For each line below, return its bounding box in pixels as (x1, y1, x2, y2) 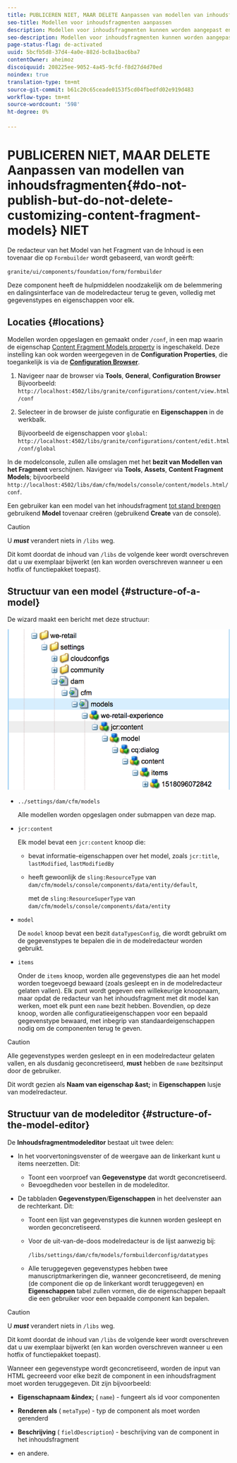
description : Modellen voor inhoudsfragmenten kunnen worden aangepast (7, 26, 222, 33)
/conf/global (17, 445, 56, 452)
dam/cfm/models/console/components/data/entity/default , (28, 880, 198, 889)
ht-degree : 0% (7, 108, 49, 116)
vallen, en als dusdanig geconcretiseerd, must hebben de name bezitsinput (7, 1058, 224, 1068)
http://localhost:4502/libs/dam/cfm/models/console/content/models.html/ (7, 481, 229, 488)
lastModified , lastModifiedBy (28, 859, 114, 867)
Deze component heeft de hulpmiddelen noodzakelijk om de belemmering (7, 280, 222, 289)
